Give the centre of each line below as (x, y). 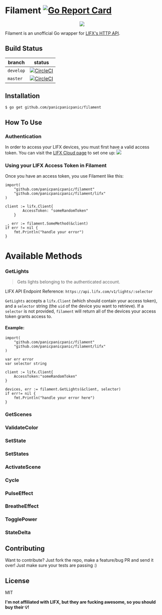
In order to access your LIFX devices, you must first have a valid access (77, 147)
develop (16, 70)
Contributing (25, 548)
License (17, 581)
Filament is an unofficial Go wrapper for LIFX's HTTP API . (63, 33)
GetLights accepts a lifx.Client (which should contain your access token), (81, 300)
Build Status (24, 49)
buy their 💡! (17, 607)
